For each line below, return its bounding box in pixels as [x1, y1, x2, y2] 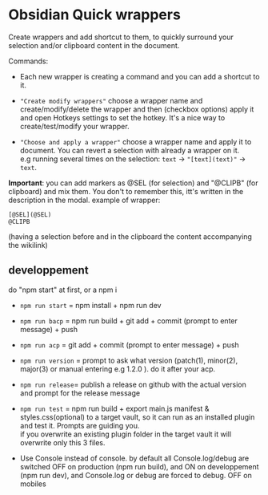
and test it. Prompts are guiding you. [19, 420, 140, 430]
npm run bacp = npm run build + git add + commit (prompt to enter [19, 315, 238, 326]
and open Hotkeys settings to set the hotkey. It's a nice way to [19, 112, 226, 122]
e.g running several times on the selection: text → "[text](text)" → [19, 154, 246, 164]
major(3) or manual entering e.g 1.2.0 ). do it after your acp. [19, 363, 216, 374]
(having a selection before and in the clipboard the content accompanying [8, 231, 252, 241]
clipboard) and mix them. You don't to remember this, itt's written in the [8, 186, 244, 196]
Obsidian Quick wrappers [8, 6, 182, 24]
